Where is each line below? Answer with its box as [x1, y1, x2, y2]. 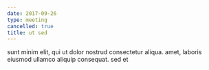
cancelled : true [7, 23, 54, 30]
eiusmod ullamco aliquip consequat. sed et [7, 56, 129, 64]
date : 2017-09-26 [7, 10, 57, 17]
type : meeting [7, 16, 48, 23]
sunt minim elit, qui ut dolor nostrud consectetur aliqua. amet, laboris [7, 48, 202, 56]
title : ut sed [7, 29, 48, 36]
